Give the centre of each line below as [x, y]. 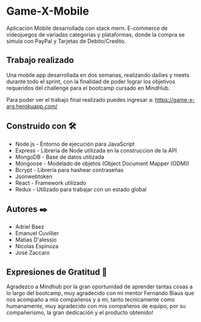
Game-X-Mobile [48, 11]
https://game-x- [175, 99]
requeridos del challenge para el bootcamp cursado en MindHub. [88, 88]
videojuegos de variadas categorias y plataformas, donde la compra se [96, 34]
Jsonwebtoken [34, 176]
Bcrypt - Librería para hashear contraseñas [69, 170]
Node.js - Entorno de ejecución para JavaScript [75, 144]
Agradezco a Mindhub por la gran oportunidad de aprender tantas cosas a [100, 287]
